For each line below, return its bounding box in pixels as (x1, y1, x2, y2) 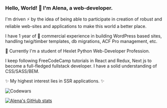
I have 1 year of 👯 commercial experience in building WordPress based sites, (5, 33, 162, 39)
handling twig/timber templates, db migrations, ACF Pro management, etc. (5, 38, 158, 44)
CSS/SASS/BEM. (5, 68, 40, 74)
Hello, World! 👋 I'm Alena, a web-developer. (5, 4, 113, 11)
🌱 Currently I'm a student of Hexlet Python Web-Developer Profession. (5, 48, 151, 54)
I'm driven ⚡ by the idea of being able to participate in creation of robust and (5, 16, 163, 22)
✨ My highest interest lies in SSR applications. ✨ (5, 78, 105, 84)
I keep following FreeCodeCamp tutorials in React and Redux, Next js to (5, 57, 152, 64)
